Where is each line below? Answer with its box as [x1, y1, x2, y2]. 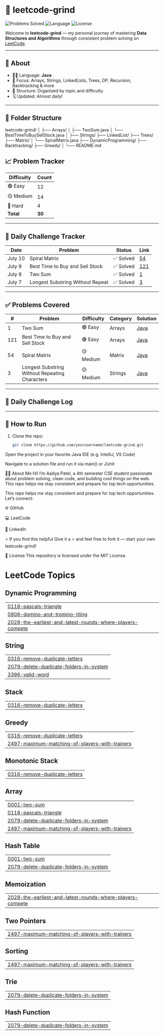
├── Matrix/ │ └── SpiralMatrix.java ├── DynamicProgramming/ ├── [5, 137, 147, 143]
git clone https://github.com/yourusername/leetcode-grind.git [12, 442, 144, 447]
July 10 [7, 255, 25, 262]
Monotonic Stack [5, 757, 59, 765]
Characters [21, 376, 48, 383]
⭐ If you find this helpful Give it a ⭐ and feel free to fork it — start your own [5, 536, 155, 542]
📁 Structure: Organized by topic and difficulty [12, 88, 103, 93]
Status [116, 247, 132, 254]
